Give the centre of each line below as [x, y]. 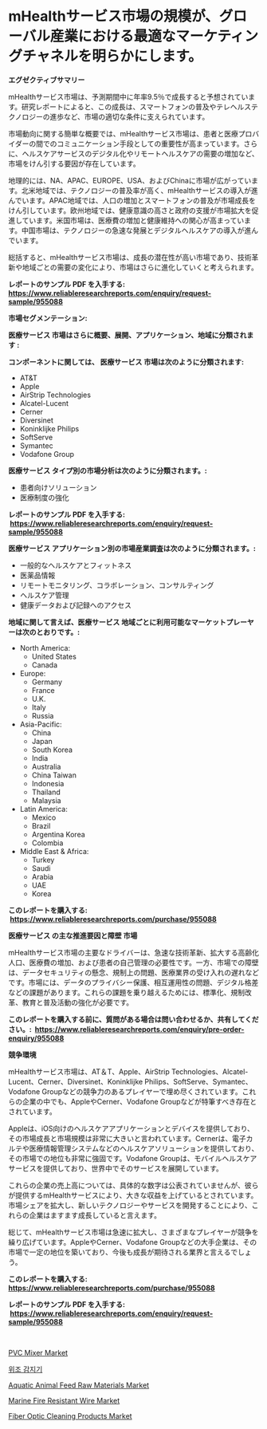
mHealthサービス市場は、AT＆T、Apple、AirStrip [89, 1071]
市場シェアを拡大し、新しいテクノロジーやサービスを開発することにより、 [130, 1205]
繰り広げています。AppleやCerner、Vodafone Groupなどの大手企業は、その [133, 1242]
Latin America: [43, 809]
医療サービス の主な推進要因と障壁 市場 [73, 935]
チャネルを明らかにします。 [112, 56]
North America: [45, 648]
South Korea [52, 750]
